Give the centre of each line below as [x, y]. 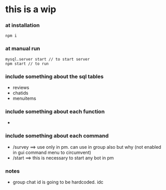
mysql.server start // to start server [48, 59]
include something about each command [57, 136]
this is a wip [31, 9]
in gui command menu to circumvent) [52, 152]
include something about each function [55, 112]
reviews [21, 88]
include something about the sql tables [54, 76]
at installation [22, 25]
